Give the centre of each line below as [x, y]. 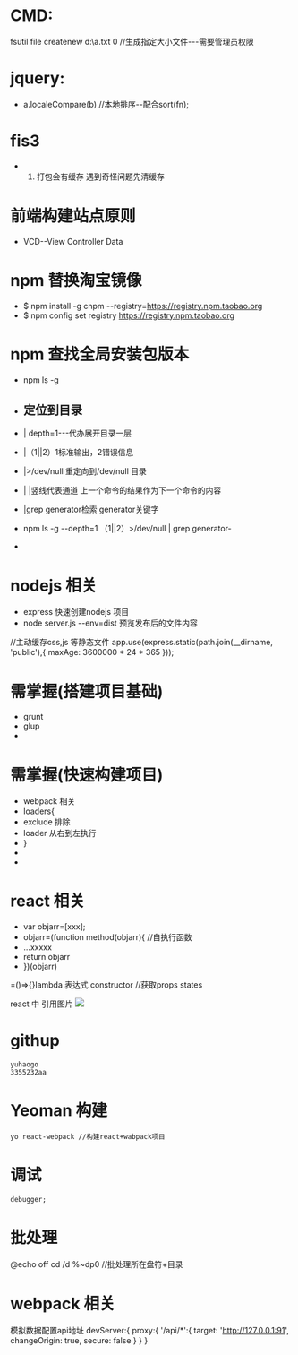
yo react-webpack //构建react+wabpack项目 [88, 1137]
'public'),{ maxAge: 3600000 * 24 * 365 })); [92, 652]
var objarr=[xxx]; [54, 927]
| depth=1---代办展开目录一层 [77, 433]
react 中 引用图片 [42, 1004]
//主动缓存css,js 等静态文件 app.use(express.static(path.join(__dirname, [142, 643]
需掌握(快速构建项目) [87, 775]
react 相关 [48, 901]
